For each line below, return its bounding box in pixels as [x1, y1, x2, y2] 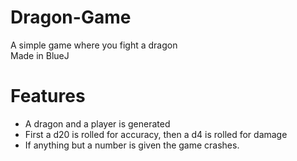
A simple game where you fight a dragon [10, 39, 178, 51]
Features [10, 85, 86, 108]
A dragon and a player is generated [24, 117, 171, 130]
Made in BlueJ [10, 49, 70, 61]
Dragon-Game [10, 6, 132, 29]
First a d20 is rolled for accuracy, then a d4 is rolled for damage [24, 128, 288, 140]
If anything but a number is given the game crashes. [24, 139, 240, 151]
